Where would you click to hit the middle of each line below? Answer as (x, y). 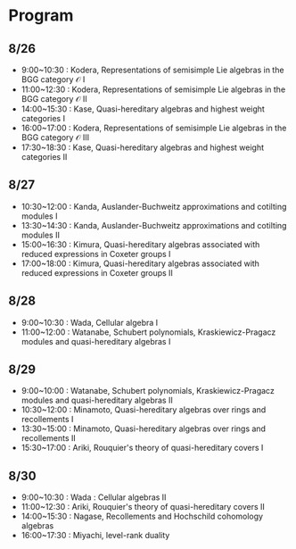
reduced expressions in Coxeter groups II (97, 272)
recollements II (49, 438)
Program (41, 16)
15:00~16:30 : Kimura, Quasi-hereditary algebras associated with (140, 244)
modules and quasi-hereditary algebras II (97, 400)
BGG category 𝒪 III (55, 137)
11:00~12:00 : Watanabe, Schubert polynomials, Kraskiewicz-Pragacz (148, 332)
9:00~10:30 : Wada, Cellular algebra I (90, 322)
